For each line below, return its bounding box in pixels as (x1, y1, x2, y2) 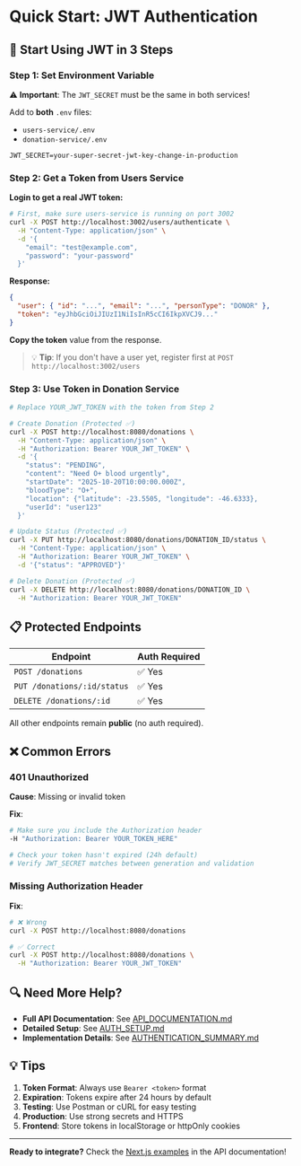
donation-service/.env (21, 135, 107, 145)
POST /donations (13, 667, 83, 677)
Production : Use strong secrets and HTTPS (21, 1110, 184, 1121)
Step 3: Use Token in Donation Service (9, 382, 180, 395)
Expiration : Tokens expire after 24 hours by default (21, 1091, 212, 1102)
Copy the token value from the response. (9, 334, 162, 345)
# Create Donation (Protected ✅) (9, 419, 136, 428)
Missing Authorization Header (9, 880, 143, 892)
